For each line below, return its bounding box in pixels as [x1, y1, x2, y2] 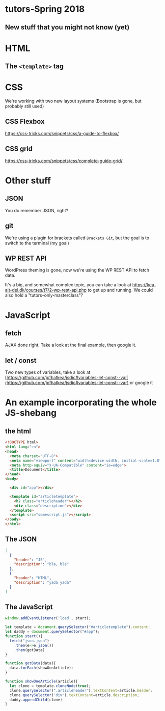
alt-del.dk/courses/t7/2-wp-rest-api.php [5, 287, 87, 293]
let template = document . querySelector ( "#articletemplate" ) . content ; [5, 625, 151, 629]
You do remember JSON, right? [5, 207, 69, 213]
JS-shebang [5, 408, 56, 418]
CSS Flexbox [5, 117, 45, 126]
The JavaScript [5, 602, 53, 611]
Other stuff [5, 175, 51, 186]
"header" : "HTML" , [14, 575, 52, 580]
